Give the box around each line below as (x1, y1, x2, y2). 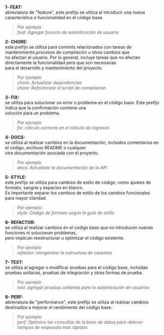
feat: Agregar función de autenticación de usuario (17, 29, 119, 35)
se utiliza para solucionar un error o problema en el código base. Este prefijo (5, 100, 160, 105)
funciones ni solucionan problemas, (5, 230, 77, 235)
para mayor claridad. (5, 195, 47, 201)
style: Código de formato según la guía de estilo (17, 210, 115, 216)
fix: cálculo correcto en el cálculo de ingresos (17, 125, 110, 131)
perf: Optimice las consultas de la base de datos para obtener (17, 319, 143, 325)
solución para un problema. (5, 110, 60, 116)
